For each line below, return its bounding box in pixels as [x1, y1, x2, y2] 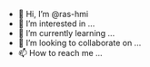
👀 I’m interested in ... [17, 18, 95, 29]
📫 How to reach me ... [17, 48, 103, 58]
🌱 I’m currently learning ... [17, 28, 115, 38]
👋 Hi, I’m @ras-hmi [17, 9, 89, 19]
